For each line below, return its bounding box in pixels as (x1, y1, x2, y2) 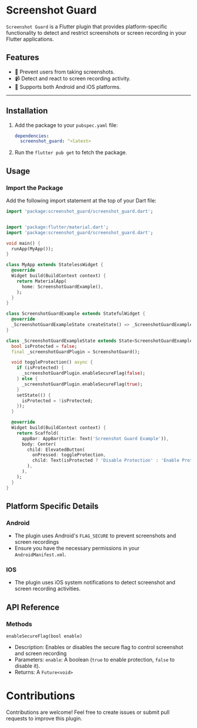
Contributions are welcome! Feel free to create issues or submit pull (6, 709, 170, 716)
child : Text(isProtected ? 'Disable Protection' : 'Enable (32, 457, 180, 464)
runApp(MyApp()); (11, 245, 54, 252)
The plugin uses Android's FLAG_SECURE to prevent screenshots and (14, 532, 176, 539)
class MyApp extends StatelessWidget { (6, 262, 104, 268)
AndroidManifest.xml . (14, 551, 66, 558)
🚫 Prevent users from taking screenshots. (14, 68, 115, 75)
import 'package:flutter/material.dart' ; (6, 224, 109, 230)
